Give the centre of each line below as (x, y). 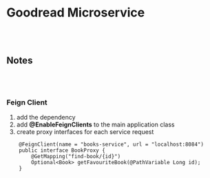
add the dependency (46, 118)
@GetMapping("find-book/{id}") (76, 157)
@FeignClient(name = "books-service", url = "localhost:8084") (112, 145)
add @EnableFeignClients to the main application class (95, 124)
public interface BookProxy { (62, 151)
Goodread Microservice (76, 13)
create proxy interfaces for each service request (85, 132)
